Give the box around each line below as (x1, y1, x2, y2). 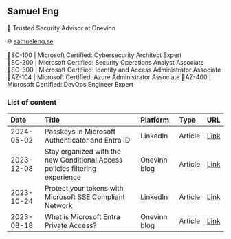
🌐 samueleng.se (7, 37, 54, 45)
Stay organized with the (44, 147, 122, 156)
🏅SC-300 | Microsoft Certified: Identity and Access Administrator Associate (7, 65, 221, 74)
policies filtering (44, 164, 97, 174)
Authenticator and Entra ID (44, 136, 131, 145)
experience (44, 172, 81, 182)
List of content (7, 97, 57, 107)
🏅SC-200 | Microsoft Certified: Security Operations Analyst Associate (7, 58, 204, 66)
